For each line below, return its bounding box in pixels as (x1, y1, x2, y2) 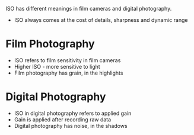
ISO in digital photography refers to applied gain (14, 110, 132, 117)
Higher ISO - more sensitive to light (14, 63, 100, 70)
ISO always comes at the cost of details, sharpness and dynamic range (14, 17, 188, 23)
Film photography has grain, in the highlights (14, 69, 123, 76)
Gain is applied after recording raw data (14, 115, 112, 123)
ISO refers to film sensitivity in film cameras (14, 56, 121, 64)
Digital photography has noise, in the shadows (14, 122, 128, 129)
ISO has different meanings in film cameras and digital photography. (5, 5, 172, 12)
